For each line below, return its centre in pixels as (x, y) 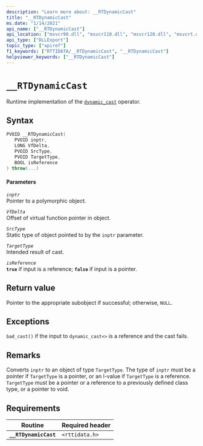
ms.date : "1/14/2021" (34, 23)
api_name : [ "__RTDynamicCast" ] (46, 29)
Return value (31, 288)
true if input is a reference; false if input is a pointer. (72, 269)
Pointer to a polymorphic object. (46, 201)
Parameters (21, 182)
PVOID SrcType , (33, 151)
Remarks (24, 355)
